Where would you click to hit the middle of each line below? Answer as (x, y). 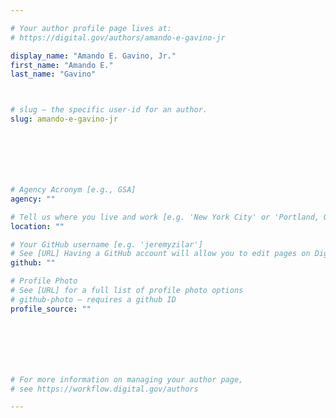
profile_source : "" (51, 309)
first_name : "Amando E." (62, 65)
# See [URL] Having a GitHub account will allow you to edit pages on (160, 254)
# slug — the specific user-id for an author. (109, 110)
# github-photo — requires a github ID (93, 299)
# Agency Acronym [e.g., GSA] (73, 190)
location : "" (37, 226)
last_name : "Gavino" (53, 74)
